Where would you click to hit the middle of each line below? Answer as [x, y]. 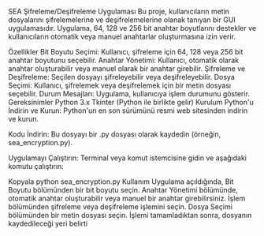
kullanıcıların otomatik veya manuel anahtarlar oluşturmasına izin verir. [122, 36]
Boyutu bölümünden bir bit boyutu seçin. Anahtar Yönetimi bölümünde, [123, 190]
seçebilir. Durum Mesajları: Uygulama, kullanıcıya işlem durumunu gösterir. [129, 94]
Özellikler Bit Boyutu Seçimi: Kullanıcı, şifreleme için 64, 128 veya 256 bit [126, 52]
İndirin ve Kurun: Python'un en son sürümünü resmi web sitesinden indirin [128, 111]
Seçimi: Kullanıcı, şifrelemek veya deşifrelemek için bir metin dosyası [119, 85]
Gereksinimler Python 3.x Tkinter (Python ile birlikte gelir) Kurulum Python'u [131, 102]
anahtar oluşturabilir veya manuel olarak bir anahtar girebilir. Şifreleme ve [127, 69]
